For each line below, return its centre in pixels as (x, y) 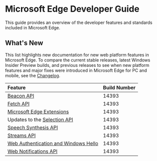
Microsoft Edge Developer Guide (72, 9)
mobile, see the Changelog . (33, 75)
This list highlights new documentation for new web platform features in (77, 55)
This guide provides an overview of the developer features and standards (79, 22)
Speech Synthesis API (33, 127)
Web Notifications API (32, 151)
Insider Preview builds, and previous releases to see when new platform (77, 65)
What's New (24, 43)
